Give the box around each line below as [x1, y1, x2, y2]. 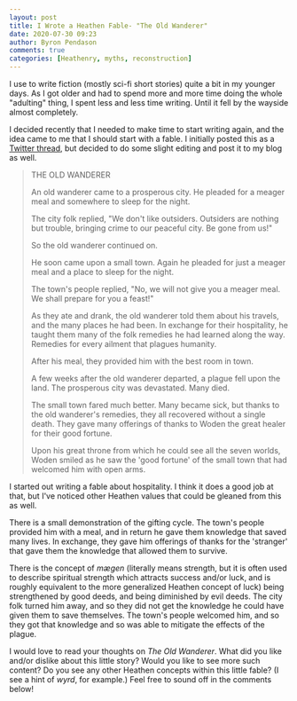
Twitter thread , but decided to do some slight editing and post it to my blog [9, 143, 283, 154]
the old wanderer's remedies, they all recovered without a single [30, 409, 266, 420]
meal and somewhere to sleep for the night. [30, 196, 191, 207]
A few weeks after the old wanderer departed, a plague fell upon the [30, 374, 281, 383]
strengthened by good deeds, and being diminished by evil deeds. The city [9, 591, 283, 602]
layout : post [9, 12, 58, 22]
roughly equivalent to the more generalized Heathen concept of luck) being [9, 582, 285, 592]
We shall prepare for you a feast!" [30, 294, 154, 303]
